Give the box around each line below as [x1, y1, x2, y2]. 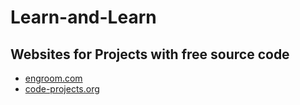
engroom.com [24, 72, 83, 84]
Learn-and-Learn [10, 6, 157, 29]
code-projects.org [24, 83, 100, 95]
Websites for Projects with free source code [10, 46, 290, 63]
